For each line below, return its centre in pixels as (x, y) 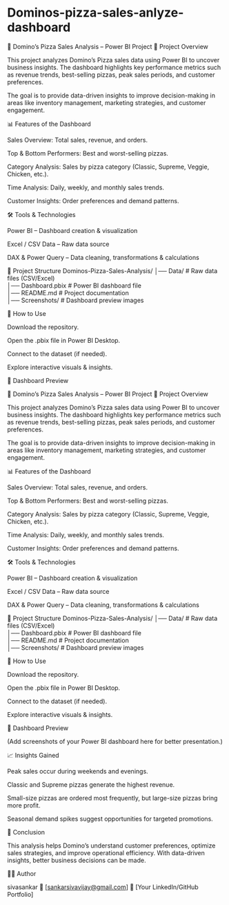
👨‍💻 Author (22, 873)
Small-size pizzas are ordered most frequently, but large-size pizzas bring (112, 798)
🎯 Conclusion (26, 832)
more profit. (24, 805)
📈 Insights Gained (33, 755)
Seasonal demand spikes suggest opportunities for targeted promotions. (110, 819)
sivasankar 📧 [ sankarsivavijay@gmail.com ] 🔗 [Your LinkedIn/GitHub (103, 887)
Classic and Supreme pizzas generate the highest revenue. (91, 784)
